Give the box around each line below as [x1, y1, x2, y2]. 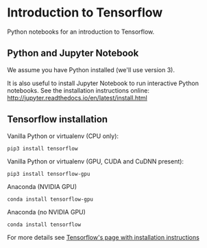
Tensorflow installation [7, 113, 108, 125]
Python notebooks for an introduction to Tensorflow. [7, 27, 155, 36]
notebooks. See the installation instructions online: [7, 86, 149, 94]
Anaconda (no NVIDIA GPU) [7, 207, 86, 216]
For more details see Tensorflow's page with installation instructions [7, 233, 200, 241]
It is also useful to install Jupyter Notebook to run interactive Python [7, 79, 199, 87]
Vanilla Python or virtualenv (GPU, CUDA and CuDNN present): [7, 157, 184, 166]
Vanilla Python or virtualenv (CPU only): [7, 132, 119, 140]
